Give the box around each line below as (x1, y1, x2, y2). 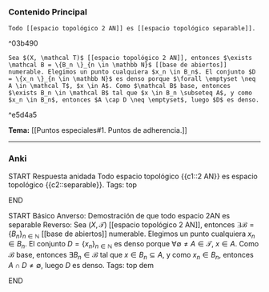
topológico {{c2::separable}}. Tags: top (8, 179, 138, 190)
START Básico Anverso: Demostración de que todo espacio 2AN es (8, 210, 231, 220)
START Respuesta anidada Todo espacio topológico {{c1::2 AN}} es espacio (8, 171, 258, 181)
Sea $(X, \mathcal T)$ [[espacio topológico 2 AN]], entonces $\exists (8, 54, 252, 62)
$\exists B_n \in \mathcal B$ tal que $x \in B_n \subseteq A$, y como (8, 89, 252, 98)
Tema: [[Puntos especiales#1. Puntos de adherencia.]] (8, 126, 188, 135)
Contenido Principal (8, 6, 88, 18)
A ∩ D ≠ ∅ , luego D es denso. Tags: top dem (8, 260, 155, 270)
